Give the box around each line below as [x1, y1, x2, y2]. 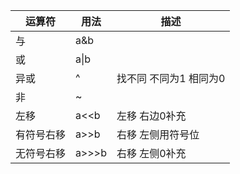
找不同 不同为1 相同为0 [116, 72, 226, 85]
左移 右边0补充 [116, 109, 187, 123]
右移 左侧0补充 [116, 147, 187, 160]
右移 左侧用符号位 [116, 128, 200, 141]
